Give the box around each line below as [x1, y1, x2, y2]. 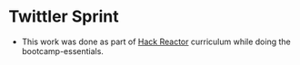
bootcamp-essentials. [21, 45, 104, 56]
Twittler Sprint [8, 6, 119, 27]
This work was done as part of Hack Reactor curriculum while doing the [21, 36, 292, 47]
